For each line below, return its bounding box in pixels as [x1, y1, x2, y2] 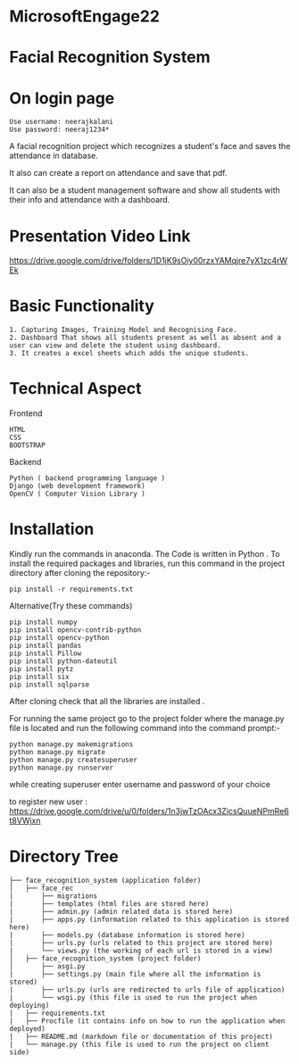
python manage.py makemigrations [9, 740, 134, 749]
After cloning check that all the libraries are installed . [9, 696, 205, 707]
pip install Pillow [9, 649, 82, 658]
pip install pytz [9, 665, 74, 674]
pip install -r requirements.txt [9, 585, 134, 594]
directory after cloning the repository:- [9, 568, 151, 578]
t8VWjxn [9, 815, 41, 827]
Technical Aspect [9, 378, 142, 399]
